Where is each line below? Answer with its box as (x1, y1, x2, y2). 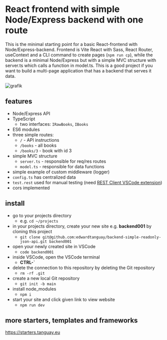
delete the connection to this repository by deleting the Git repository (12, 265, 155, 271)
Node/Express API (12, 110, 50, 116)
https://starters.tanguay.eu (5, 330, 60, 336)
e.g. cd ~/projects (19, 218, 58, 224)
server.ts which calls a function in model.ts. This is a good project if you (5, 62, 153, 68)
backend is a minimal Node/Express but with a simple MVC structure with (5, 57, 156, 63)
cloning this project (12, 228, 52, 234)
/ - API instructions (19, 137, 59, 143)
